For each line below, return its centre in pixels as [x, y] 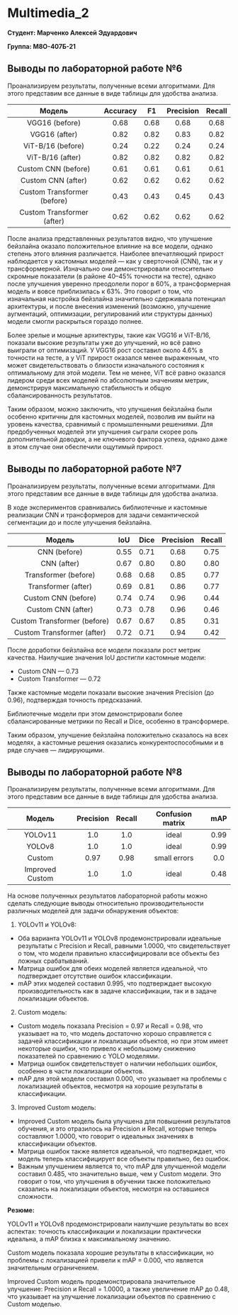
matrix [174, 823]
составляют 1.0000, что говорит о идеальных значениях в [105, 1136]
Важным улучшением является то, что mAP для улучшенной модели [122, 1166]
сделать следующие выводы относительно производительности [106, 903]
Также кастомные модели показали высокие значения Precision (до [111, 692]
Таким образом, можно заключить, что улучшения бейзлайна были [110, 409]
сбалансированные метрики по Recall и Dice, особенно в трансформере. [118, 721]
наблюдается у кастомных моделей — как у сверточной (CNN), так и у [115, 261]
